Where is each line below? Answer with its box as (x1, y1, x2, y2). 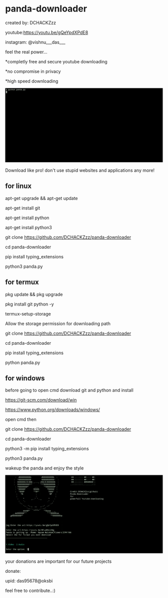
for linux (5, 182, 32, 190)
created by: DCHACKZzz (5, 20, 56, 26)
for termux (5, 278, 39, 286)
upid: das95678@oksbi (5, 577, 53, 583)
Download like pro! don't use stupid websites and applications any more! (5, 167, 155, 173)
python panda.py (5, 359, 40, 365)
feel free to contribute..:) (5, 587, 56, 593)
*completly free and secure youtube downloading (5, 58, 107, 64)
